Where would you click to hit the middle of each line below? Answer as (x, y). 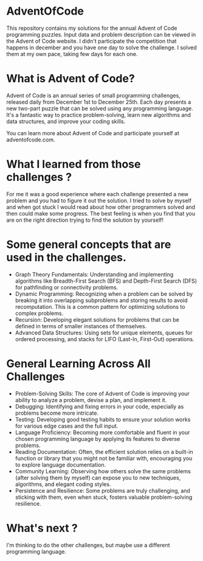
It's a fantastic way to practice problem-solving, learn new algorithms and (99, 115)
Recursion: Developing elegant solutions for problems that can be (97, 319)
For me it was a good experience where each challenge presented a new (98, 194)
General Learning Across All (78, 363)
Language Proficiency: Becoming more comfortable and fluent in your (102, 432)
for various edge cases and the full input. (67, 426)
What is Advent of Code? (71, 79)
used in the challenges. (66, 258)
